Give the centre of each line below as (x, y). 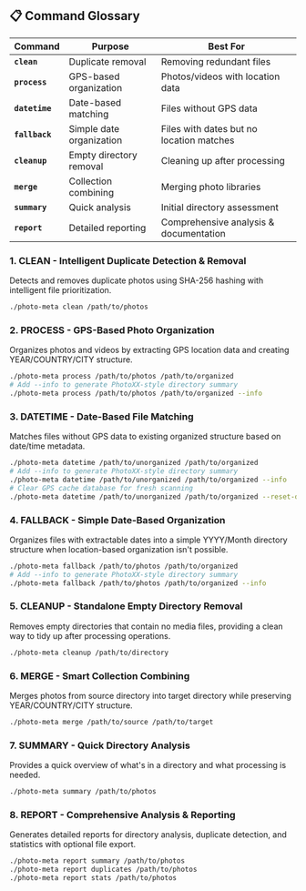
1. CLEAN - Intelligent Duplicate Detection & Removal (128, 260)
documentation (193, 233)
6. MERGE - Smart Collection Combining (100, 675)
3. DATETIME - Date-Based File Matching (102, 416)
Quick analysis (100, 207)
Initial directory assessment (220, 207)
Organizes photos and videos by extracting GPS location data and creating (149, 350)
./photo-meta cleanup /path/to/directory (89, 653)
